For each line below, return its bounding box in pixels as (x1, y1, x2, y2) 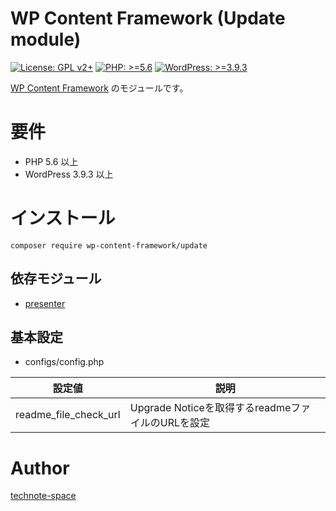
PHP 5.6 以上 (24, 155, 79, 167)
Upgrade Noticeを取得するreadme (129, 401, 292, 415)
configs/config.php (24, 356, 105, 368)
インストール (10, 207, 116, 230)
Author (10, 457, 70, 479)
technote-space (10, 490, 77, 502)
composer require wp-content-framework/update (10, 240, 208, 251)
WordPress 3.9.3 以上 (24, 168, 114, 180)
